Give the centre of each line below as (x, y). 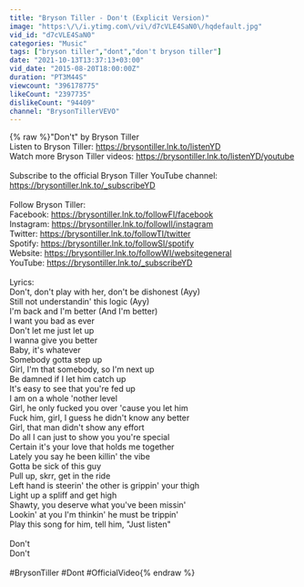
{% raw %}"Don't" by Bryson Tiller (74, 137)
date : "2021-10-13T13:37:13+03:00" (77, 60)
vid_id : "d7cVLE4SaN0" (52, 35)
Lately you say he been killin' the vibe (80, 457)
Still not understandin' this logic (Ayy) (80, 302)
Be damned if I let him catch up (68, 379)
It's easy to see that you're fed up (72, 389)
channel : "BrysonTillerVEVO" (65, 111)
